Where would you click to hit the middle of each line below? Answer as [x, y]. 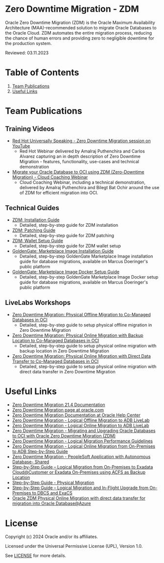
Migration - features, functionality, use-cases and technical [79, 161]
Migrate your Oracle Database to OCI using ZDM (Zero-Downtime [78, 172]
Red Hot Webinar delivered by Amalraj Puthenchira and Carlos [82, 151]
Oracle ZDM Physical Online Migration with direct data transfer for [79, 498]
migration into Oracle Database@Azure [52, 503]
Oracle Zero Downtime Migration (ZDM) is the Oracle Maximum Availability [80, 22]
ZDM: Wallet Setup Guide [38, 240]
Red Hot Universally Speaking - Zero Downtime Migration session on [81, 141]
